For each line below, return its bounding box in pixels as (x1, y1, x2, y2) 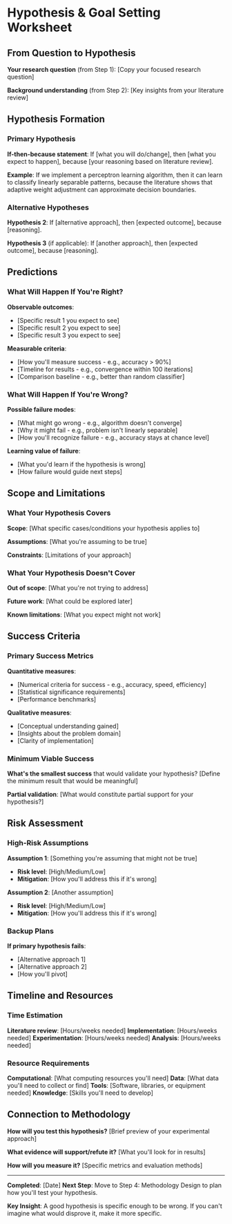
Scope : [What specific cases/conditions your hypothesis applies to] (7, 524, 200, 532)
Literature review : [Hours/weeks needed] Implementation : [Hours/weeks (7, 1026, 217, 1035)
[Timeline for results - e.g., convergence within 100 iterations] (17, 365, 193, 373)
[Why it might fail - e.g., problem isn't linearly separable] (17, 426, 178, 434)
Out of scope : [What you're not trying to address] (7, 583, 148, 592)
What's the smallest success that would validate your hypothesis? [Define (7, 769, 221, 778)
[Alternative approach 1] (17, 955, 86, 963)
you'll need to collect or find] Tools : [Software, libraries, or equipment (7, 1081, 206, 1089)
